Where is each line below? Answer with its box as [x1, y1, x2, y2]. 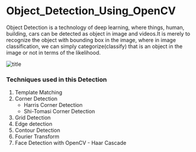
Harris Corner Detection [23, 102, 83, 109]
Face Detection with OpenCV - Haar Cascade [14, 140, 127, 147]
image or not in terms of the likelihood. [6, 49, 101, 56]
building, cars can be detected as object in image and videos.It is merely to [6, 30, 191, 37]
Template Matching [14, 89, 63, 96]
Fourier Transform [14, 133, 60, 140]
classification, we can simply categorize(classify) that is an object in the [6, 43, 183, 50]
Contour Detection [14, 126, 61, 134]
